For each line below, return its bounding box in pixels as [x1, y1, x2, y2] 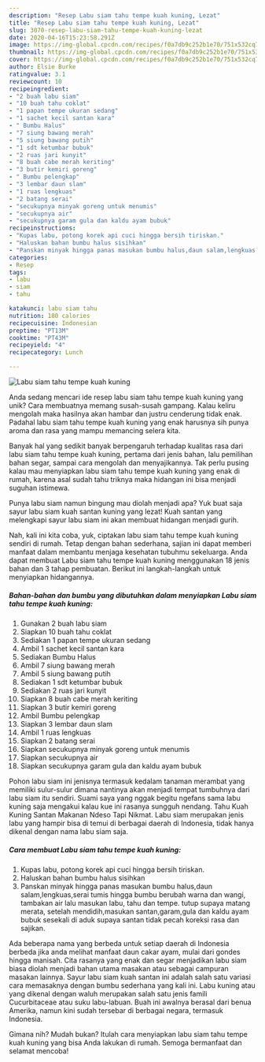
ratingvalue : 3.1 [9, 70, 66, 78]
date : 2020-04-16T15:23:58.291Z [9, 33, 115, 42]
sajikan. [20, 923, 46, 933]
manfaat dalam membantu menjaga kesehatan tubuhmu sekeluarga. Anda [9, 548, 248, 556]
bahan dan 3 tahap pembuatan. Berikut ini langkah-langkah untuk [9, 564, 221, 573]
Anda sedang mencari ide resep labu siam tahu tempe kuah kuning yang [9, 392, 244, 402]
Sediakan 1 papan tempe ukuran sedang [20, 635, 151, 645]
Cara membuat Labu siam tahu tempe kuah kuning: [9, 845, 182, 854]
